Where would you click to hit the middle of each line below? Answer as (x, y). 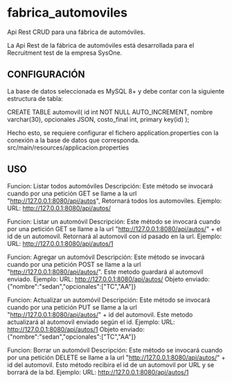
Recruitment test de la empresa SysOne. (65, 53)
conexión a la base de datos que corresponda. (73, 140)
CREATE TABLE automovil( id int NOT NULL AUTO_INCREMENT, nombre (110, 112)
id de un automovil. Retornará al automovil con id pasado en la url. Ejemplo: (115, 236)
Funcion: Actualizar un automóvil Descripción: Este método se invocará (109, 300)
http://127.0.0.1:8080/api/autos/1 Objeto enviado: (76, 329)
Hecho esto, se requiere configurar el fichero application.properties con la (113, 132)
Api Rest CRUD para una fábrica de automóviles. (76, 32)
